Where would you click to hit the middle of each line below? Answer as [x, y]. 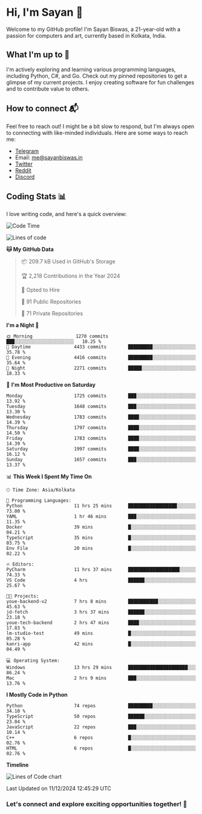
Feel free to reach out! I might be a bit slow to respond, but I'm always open [100, 126]
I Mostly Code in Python [37, 695]
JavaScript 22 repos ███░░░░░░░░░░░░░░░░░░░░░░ [101, 727]
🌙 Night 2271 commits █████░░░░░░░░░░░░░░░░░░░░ [101, 368]
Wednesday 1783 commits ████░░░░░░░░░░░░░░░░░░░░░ [101, 417]
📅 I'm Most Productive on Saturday [51, 385]
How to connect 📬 [42, 109]
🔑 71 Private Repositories [52, 314]
